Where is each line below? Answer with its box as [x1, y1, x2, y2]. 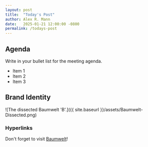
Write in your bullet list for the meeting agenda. [5, 58, 102, 64]
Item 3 [12, 79, 26, 85]
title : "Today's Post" [5, 12, 55, 17]
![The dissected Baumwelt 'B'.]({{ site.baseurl [5, 106, 99, 112]
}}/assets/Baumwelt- [100, 106, 143, 112]
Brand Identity [5, 93, 51, 102]
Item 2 [12, 73, 26, 79]
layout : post [5, 7, 33, 13]
